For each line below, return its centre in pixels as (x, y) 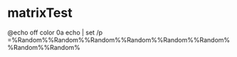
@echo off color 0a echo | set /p (55, 32)
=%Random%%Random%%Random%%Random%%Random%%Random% (119, 39)
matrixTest (40, 13)
